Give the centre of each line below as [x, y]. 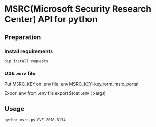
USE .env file [20, 73]
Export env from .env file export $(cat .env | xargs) [55, 93]
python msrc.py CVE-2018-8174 [35, 120]
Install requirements [29, 51]
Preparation [23, 37]
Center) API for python [51, 19]
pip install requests [26, 61]
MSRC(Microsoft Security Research [78, 9]
